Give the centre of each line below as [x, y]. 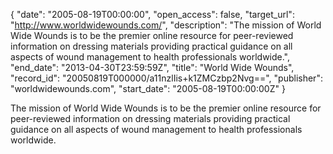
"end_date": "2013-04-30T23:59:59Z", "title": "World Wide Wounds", [152, 67]
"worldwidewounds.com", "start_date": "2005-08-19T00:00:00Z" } [148, 88]
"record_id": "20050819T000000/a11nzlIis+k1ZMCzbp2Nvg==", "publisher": [166, 78]
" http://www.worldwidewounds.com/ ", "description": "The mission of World [166, 25]
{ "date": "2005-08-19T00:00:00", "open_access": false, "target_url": [152, 14]
